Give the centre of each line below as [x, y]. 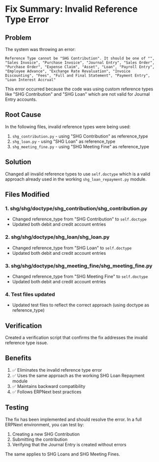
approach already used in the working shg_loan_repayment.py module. [76, 179]
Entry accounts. [21, 99]
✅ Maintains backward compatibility [49, 386]
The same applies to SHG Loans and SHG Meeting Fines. [63, 454]
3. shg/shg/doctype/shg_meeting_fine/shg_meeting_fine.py [79, 266]
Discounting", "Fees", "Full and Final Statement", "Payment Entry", [78, 76]
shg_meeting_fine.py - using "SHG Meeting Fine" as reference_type [81, 146]
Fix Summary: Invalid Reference [71, 9]
